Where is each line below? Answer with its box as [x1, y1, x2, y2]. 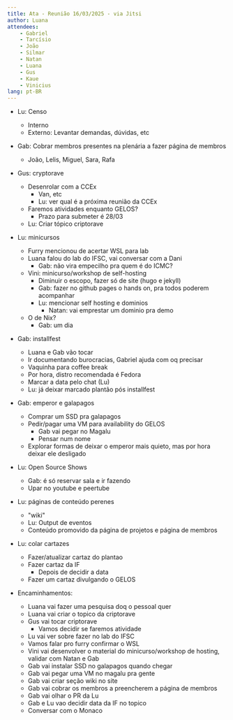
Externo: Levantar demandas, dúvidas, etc [27, 129, 150, 137]
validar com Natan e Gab [27, 654, 100, 663]
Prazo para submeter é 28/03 [38, 213, 123, 221]
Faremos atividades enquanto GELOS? [27, 205, 138, 213]
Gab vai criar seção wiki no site [27, 677, 118, 685]
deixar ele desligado [27, 449, 87, 458]
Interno [27, 121, 49, 129]
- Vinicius [20, 82, 52, 89]
